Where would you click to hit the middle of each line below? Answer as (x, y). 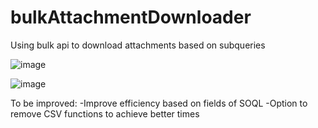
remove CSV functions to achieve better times (105, 113)
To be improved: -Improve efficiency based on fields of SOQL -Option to (159, 103)
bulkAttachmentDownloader (131, 17)
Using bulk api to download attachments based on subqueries (138, 45)
